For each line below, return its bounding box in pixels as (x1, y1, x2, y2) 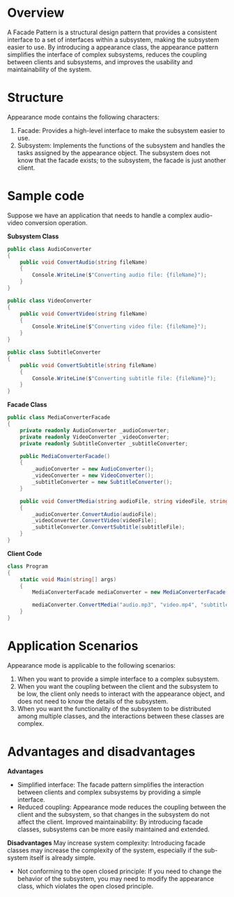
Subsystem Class (7, 232, 59, 241)
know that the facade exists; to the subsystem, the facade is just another (17, 156, 226, 164)
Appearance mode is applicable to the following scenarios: (7, 661, 176, 669)
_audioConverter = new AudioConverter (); (32, 466, 155, 473)
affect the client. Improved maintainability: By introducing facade (17, 817, 203, 826)
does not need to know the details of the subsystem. (17, 697, 169, 705)
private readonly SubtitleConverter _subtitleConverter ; (19, 440, 189, 447)
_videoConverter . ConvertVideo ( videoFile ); (32, 517, 157, 524)
